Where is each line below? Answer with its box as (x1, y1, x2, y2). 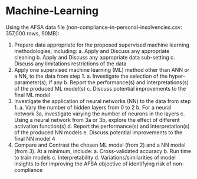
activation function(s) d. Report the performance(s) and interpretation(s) (14, 122, 190, 130)
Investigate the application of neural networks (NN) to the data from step (14, 97, 191, 104)
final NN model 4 (14, 135, 55, 142)
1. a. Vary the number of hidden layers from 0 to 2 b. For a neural (14, 104, 172, 111)
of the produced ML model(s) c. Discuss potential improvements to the (14, 85, 186, 92)
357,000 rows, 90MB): (5, 29, 60, 37)
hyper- (169, 72, 185, 79)
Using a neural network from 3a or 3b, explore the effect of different (14, 116, 180, 123)
